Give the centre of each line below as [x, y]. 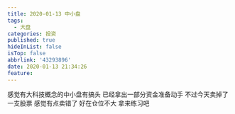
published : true [31, 40]
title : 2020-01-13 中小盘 [44, 14]
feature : [20, 73]
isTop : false [27, 54]
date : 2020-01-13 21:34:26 [47, 67]
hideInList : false [34, 47]
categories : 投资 [32, 34]
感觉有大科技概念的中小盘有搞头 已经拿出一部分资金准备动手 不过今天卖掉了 [118, 94]
